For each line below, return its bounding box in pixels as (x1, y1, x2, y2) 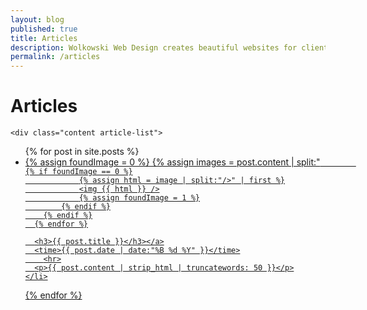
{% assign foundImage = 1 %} (78, 193, 200, 203)
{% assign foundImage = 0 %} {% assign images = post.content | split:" (24, 156, 321, 168)
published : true (10, 24, 78, 34)
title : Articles (10, 33, 78, 43)
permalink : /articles (10, 52, 101, 62)
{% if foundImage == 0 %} (24, 167, 133, 177)
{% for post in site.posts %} (24, 146, 140, 158)
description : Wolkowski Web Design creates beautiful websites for (10, 42, 298, 53)
